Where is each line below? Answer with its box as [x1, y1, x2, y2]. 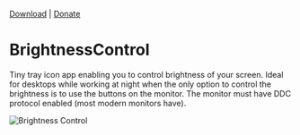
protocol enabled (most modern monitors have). [9, 97, 187, 108]
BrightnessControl [9, 40, 150, 60]
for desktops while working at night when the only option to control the [9, 79, 272, 89]
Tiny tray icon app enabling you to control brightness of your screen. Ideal [9, 69, 284, 80]
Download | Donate [9, 9, 81, 19]
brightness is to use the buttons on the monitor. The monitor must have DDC [9, 88, 292, 98]
